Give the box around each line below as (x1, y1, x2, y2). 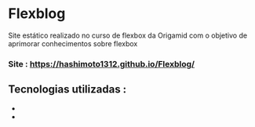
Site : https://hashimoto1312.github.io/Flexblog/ (8, 58, 195, 69)
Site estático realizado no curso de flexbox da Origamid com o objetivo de (8, 31, 248, 40)
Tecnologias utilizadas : (8, 83, 127, 96)
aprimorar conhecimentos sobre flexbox (8, 38, 138, 48)
